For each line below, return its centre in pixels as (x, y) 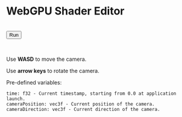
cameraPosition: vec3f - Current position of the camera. (80, 104)
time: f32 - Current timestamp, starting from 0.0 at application (91, 93)
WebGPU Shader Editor (65, 11)
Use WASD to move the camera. (46, 59)
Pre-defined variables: (34, 82)
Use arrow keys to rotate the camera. (53, 71)
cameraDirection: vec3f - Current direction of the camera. (83, 109)
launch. (16, 99)
